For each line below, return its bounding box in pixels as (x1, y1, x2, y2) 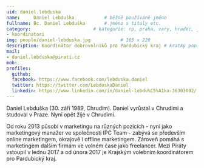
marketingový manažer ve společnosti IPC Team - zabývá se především (6, 129, 186, 136)
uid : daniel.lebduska (6, 8, 61, 15)
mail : (6, 49, 20, 55)
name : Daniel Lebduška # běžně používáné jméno (6, 15, 167, 21)
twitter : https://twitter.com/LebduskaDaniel (12, 82, 129, 89)
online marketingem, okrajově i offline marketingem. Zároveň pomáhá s (6, 135, 185, 143)
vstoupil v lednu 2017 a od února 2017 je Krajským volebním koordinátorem (6, 148, 194, 155)
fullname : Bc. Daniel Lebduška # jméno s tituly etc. (6, 20, 162, 26)
